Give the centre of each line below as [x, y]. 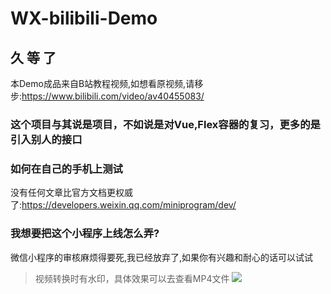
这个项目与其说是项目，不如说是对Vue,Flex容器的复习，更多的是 [165, 124]
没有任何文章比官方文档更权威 [71, 193]
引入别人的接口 [46, 139]
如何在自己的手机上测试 [66, 169]
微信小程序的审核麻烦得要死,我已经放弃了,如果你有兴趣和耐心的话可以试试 [162, 257]
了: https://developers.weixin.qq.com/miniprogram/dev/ [123, 205]
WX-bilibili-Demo [84, 18]
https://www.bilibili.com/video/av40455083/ [113, 96]
